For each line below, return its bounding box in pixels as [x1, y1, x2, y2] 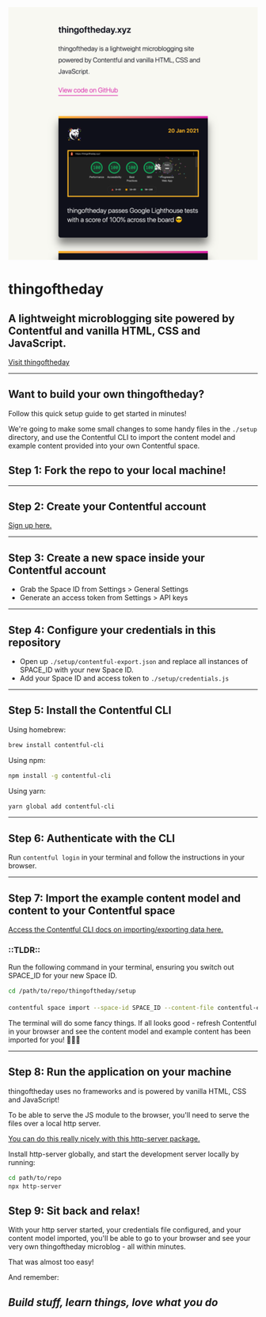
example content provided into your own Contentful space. [8, 441, 200, 450]
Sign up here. [8, 521, 52, 530]
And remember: [8, 1273, 59, 1282]
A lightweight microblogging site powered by [8, 312, 235, 325]
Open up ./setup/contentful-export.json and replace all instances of [19, 657, 249, 666]
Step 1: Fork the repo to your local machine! [8, 464, 226, 477]
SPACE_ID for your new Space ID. [8, 971, 117, 981]
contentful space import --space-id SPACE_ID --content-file [8, 1004, 215, 1012]
